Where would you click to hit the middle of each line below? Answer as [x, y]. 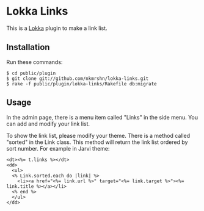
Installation [28, 47]
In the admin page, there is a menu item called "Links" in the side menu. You [102, 117]
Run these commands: [35, 62]
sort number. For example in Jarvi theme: [58, 148]
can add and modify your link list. [48, 124]
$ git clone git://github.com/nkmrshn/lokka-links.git [78, 78]
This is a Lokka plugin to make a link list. [57, 28]
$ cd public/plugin [31, 73]
